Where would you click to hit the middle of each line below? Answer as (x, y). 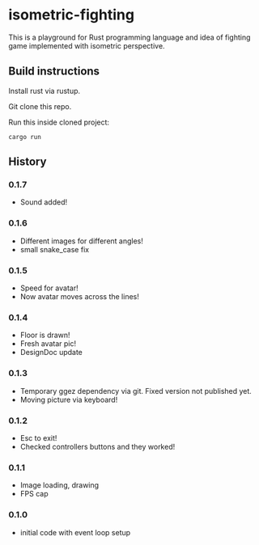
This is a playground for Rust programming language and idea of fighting (129, 37)
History (28, 162)
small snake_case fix (55, 249)
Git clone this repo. (40, 106)
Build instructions (54, 72)
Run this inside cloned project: (59, 122)
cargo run (25, 137)
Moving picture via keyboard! (69, 399)
